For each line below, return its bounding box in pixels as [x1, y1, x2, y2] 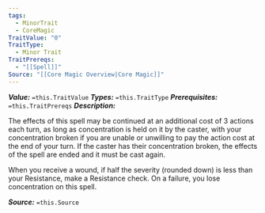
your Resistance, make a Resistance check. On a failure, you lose [8, 173, 221, 183]
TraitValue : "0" [8, 33, 62, 42]
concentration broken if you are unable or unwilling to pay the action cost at [8, 132, 256, 143]
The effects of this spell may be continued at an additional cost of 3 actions [8, 116, 255, 125]
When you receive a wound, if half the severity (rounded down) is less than [8, 165, 253, 174]
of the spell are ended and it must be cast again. [8, 150, 166, 159]
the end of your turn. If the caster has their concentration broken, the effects [8, 141, 258, 150]
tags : [8, 11, 26, 20]
